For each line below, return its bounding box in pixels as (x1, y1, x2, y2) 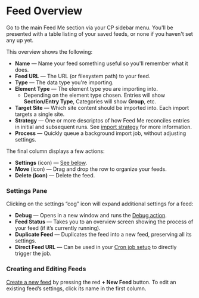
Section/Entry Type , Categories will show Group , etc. (23, 97, 157, 105)
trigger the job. (14, 250, 52, 257)
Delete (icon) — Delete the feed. (14, 171, 95, 179)
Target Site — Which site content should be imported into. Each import (14, 104, 189, 111)
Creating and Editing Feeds (6, 265, 86, 273)
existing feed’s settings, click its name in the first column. (6, 285, 147, 292)
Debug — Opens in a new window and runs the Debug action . (14, 212, 167, 219)
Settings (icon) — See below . (14, 159, 88, 166)
